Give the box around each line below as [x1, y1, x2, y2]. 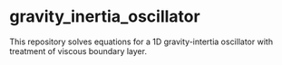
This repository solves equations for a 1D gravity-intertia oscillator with [9, 36, 274, 47]
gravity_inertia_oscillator [9, 6, 201, 27]
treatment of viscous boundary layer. [9, 45, 148, 56]
